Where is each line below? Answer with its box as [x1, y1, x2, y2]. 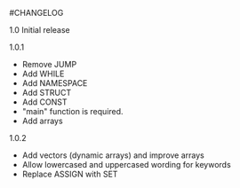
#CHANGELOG [9, 8, 64, 18]
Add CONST [21, 97, 68, 107]
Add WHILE [21, 68, 65, 79]
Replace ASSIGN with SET [21, 168, 118, 179]
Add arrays [21, 115, 64, 126]
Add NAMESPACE [21, 78, 88, 88]
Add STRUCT [21, 88, 72, 98]
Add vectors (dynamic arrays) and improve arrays [21, 150, 204, 161]
